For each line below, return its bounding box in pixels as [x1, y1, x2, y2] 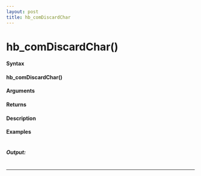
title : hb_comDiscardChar [6, 14, 71, 20]
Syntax [6, 60, 25, 67]
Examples [6, 128, 32, 135]
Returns [6, 101, 27, 108]
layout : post [6, 8, 39, 15]
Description [6, 115, 36, 122]
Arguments [6, 87, 35, 94]
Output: [6, 149, 26, 156]
